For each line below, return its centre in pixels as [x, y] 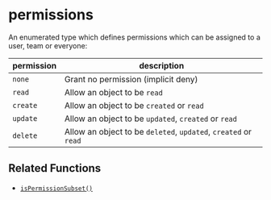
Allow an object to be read [113, 92]
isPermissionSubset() [56, 188]
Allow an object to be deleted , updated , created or [158, 131]
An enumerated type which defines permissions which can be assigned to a [134, 37]
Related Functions [55, 168]
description [162, 65]
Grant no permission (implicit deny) [131, 79]
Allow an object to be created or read [134, 105]
